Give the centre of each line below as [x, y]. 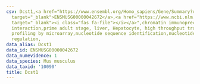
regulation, [26, 39]
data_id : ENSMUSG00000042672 [42, 50]
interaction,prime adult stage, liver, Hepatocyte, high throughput [98, 28]
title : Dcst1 [22, 72]
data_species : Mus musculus [41, 61]
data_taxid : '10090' [32, 67]
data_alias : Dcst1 [29, 45]
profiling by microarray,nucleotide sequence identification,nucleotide [104, 34]
